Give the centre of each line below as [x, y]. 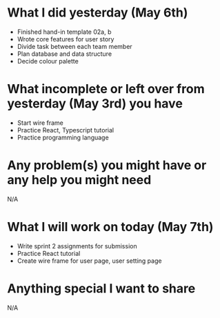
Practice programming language [63, 137]
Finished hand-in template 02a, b [64, 32]
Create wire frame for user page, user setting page [89, 261]
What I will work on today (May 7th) [110, 227]
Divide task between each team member [74, 46]
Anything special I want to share [101, 288]
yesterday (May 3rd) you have [95, 104]
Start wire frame [40, 123]
